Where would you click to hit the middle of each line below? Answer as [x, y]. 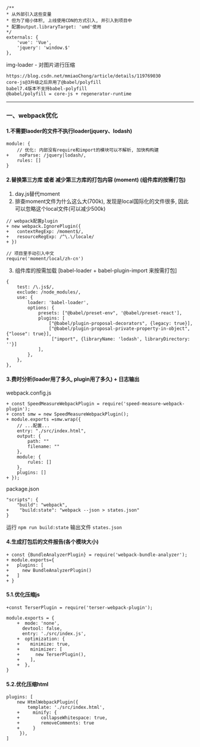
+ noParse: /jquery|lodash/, [46, 155]
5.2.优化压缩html [27, 684]
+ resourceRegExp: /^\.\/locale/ [50, 237]
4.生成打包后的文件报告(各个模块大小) [53, 542]
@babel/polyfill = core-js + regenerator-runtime [69, 94]
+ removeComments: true [56, 723]
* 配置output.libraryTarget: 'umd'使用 [54, 27]
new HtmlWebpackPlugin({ [48, 702]
